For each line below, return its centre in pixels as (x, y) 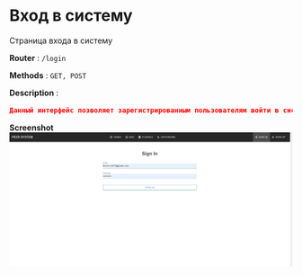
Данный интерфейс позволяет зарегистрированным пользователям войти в (144, 110)
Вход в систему (71, 16)
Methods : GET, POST (48, 75)
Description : (34, 93)
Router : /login (38, 58)
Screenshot (31, 128)
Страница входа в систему (61, 40)
